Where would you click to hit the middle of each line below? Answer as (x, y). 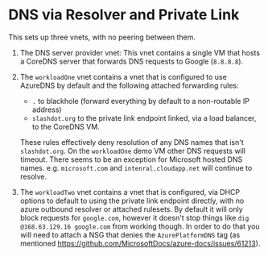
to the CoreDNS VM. (66, 126)
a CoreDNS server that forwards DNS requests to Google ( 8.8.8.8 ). (132, 61)
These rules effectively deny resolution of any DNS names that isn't (132, 142)
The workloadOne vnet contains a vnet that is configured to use (123, 76)
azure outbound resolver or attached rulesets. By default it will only (131, 209)
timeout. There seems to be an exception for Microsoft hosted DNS (131, 159)
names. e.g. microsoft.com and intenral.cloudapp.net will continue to (136, 167)
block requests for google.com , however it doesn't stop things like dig (134, 217)
